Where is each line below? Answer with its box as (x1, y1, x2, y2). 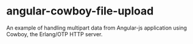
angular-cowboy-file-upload (6, 4, 154, 18)
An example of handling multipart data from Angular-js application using (6, 24, 188, 31)
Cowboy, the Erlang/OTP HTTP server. (6, 30, 103, 37)
